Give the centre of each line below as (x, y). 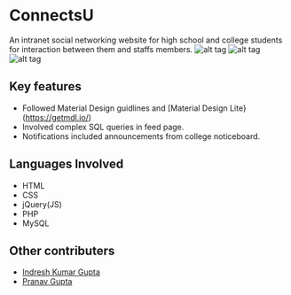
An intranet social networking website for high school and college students (146, 40)
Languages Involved (67, 164)
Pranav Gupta (47, 282)
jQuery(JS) (42, 204)
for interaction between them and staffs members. (101, 49)
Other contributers (62, 250)
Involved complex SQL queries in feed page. (103, 127)
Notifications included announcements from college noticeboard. (141, 136)
